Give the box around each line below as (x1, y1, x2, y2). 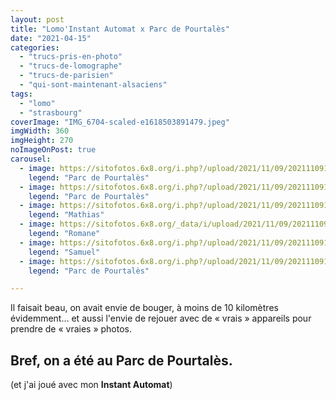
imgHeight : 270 (10, 136, 74, 146)
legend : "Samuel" (28, 247, 101, 257)
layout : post (10, 14, 65, 25)
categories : (10, 42, 60, 53)
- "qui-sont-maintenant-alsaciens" (19, 80, 168, 90)
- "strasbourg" (19, 107, 83, 118)
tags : (10, 89, 33, 99)
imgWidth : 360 (10, 126, 70, 136)
